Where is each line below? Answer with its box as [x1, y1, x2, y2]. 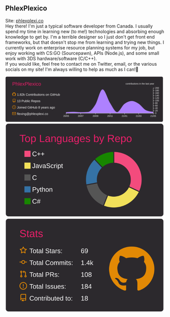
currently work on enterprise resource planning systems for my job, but [5, 44, 155, 50]
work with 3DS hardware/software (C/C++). [5, 55, 97, 62]
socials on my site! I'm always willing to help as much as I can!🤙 [5, 66, 139, 72]
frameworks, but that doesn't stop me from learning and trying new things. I [5, 39, 164, 45]
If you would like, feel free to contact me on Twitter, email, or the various [5, 61, 157, 67]
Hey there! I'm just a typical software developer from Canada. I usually [5, 23, 153, 29]
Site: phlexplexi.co [5, 17, 44, 23]
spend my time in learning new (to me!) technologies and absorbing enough [5, 28, 164, 35]
